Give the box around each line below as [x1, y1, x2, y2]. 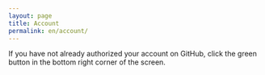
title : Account [8, 19, 60, 27]
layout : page [8, 11, 53, 20]
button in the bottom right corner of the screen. [8, 57, 166, 67]
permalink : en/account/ [8, 27, 89, 35]
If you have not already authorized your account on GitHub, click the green [8, 49, 257, 59]
